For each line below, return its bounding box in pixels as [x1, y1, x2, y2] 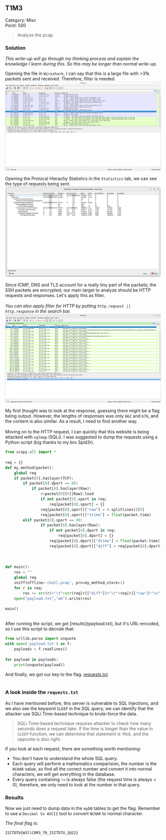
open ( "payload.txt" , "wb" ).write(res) [14, 596, 92, 601]
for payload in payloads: [5, 657, 58, 662]
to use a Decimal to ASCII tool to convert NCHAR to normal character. [5, 811, 143, 817]
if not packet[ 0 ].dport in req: [49, 528, 116, 533]
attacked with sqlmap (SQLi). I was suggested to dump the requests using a [5, 434, 158, 440]
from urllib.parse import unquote [5, 636, 77, 641]
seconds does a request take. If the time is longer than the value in [17, 725, 153, 731]
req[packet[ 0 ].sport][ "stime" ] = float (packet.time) [40, 512, 152, 517]
